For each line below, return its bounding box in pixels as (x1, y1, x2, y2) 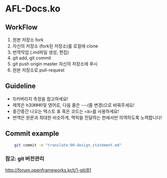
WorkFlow (5, 23, 38, 31)
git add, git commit (12, 55, 51, 60)
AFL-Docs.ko (5, 3, 61, 14)
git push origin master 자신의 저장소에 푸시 (12, 61, 98, 66)
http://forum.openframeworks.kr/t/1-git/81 (5, 167, 91, 173)
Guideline (5, 82, 36, 90)
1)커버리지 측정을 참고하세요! (12, 95, 68, 101)
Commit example (5, 129, 59, 138)
